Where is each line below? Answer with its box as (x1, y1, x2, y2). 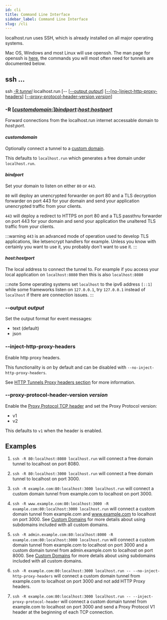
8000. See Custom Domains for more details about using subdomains (12, 553, 156, 559)
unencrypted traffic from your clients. (5, 203, 82, 209)
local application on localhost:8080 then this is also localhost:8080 (5, 271, 144, 277)
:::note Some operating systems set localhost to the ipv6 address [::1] (5, 281, 153, 287)
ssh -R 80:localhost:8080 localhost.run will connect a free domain (12, 455, 153, 461)
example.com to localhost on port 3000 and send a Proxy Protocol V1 (12, 604, 155, 610)
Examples (5, 442, 36, 451)
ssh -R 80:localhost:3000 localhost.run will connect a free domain (12, 470, 153, 476)
